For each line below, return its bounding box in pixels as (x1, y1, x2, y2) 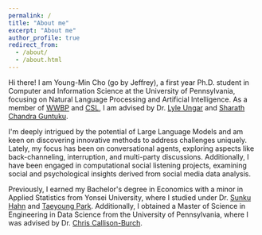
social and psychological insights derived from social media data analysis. (8, 168, 251, 179)
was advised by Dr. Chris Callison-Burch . (8, 218, 143, 227)
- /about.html (15, 56, 62, 64)
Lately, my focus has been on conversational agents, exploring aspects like (8, 144, 255, 153)
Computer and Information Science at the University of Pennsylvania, (8, 86, 236, 95)
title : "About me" (8, 19, 69, 27)
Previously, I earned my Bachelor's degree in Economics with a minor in (8, 184, 244, 194)
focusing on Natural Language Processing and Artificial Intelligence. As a (8, 94, 248, 104)
